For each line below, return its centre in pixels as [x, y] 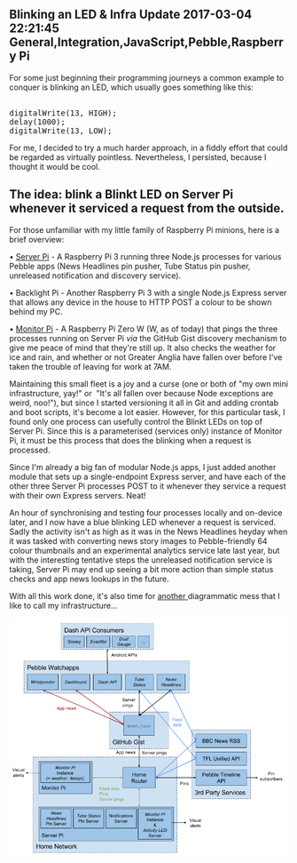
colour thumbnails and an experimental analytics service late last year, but [145, 550]
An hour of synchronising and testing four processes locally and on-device [146, 512]
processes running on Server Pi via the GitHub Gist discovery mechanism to [148, 338]
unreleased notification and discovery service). [95, 276]
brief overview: [37, 239]
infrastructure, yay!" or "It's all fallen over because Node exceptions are [141, 393]
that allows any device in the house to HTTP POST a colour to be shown [141, 302]
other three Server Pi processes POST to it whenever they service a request [148, 486]
